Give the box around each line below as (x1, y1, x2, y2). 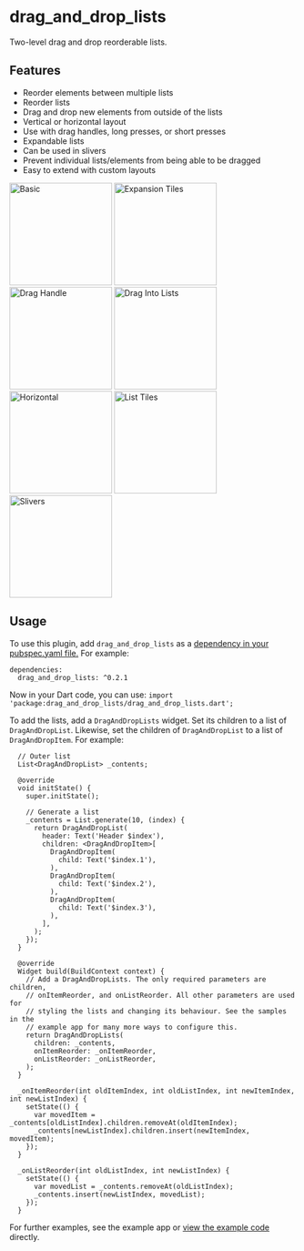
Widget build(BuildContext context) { (17, 967, 166, 976)
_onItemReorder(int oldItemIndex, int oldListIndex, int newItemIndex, (17, 1086, 296, 1095)
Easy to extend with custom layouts (22, 164, 157, 175)
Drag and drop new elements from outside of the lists (22, 107, 223, 117)
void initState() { (17, 783, 92, 793)
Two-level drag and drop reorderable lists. (9, 36, 167, 47)
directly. (9, 1231, 40, 1242)
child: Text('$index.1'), (57, 855, 157, 864)
